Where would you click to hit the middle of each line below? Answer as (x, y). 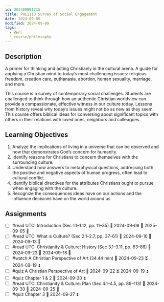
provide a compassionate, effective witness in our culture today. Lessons (79, 104)
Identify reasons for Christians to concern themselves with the (75, 157)
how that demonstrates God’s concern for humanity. (65, 151)
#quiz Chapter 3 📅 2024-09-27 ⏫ (45, 294)
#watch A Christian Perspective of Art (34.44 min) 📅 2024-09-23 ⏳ (80, 258)
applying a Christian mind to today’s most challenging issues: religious (76, 73)
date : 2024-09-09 (23, 19)
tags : (11, 28)
